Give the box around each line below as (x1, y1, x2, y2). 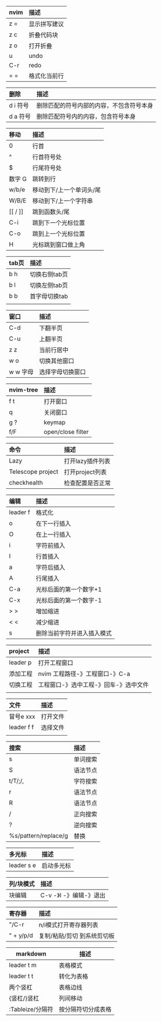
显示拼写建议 (29, 20, 64, 28)
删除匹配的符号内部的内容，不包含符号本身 (36, 102, 153, 109)
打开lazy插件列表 (64, 457, 111, 465)
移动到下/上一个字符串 (32, 197, 93, 205)
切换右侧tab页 (30, 270, 68, 278)
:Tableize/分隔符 (9, 1005, 54, 1013)
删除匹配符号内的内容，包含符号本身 (36, 112, 136, 120)
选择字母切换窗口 (38, 368, 86, 376)
